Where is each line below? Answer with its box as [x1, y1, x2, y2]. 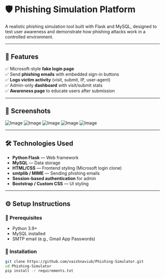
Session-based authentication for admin [12, 176, 97, 181]
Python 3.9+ [12, 226, 38, 231]
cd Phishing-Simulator [5, 264, 52, 269]
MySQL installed [12, 231, 46, 237]
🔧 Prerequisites [5, 214, 43, 221]
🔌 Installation [5, 248, 37, 255]
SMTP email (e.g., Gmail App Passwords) [12, 236, 96, 242]
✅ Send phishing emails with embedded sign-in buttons [5, 71, 119, 77]
